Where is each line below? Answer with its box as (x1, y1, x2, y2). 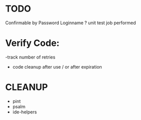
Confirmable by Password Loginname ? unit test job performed (5, 20, 136, 26)
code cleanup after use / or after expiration (12, 64, 102, 70)
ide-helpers (12, 109, 37, 115)
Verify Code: (5, 37, 60, 49)
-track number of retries (5, 54, 56, 60)
